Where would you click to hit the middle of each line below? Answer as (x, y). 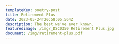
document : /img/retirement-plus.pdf (44, 33)
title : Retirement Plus (30, 15)
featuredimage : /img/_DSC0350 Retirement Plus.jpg (60, 29)
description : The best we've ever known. (50, 24)
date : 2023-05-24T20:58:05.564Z (39, 19)
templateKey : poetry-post (32, 10)
